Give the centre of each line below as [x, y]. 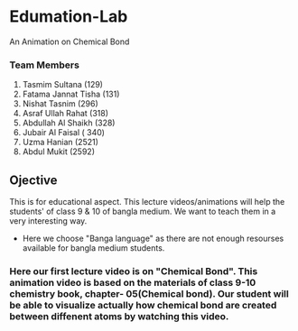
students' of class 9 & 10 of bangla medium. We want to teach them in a [143, 211]
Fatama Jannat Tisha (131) [71, 94]
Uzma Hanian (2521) [61, 143]
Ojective [33, 180]
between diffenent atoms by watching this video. [119, 316]
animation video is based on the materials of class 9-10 [133, 282]
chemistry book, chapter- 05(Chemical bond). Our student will [149, 293]
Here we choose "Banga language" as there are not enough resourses [153, 239]
